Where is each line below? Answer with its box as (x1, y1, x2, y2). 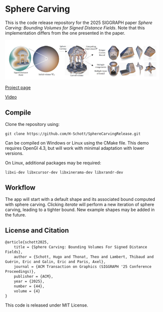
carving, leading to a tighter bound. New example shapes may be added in (5, 207, 155, 213)
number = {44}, (14, 284, 45, 288)
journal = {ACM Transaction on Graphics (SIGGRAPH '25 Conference (14, 264, 152, 269)
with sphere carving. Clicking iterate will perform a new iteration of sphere (5, 202, 155, 208)
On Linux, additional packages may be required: (5, 160, 102, 166)
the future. (5, 212, 26, 218)
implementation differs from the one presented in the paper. (5, 30, 125, 36)
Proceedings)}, (5, 269, 36, 274)
